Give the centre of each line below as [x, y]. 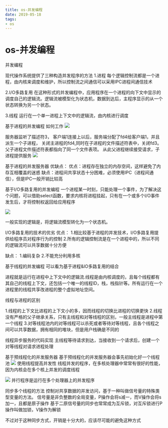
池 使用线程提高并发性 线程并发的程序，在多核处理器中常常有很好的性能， [84, 363]
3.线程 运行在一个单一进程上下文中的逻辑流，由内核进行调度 [67, 116]
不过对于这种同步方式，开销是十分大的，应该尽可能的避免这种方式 [73, 420]
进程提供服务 [18, 156]
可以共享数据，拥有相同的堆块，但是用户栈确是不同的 [64, 330]
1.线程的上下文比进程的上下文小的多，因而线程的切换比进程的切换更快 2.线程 [84, 311]
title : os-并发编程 [24, 10]
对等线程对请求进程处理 [29, 346]
